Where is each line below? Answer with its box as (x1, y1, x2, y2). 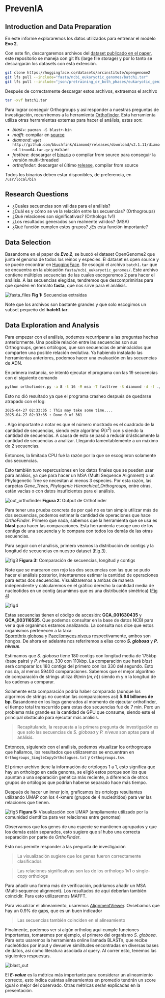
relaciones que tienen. (5, 800, 50, 806)
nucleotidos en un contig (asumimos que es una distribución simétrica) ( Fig (5, 588, 158, 594)
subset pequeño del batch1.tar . (5, 307, 69, 313)
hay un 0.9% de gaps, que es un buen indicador (5, 908, 103, 914)
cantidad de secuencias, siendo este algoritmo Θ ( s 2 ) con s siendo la (5, 427, 143, 433)
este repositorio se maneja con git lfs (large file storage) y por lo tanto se (5, 55, 152, 61)
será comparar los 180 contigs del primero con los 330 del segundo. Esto (5, 663, 154, 669)
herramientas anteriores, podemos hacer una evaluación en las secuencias (5, 354, 157, 361)
